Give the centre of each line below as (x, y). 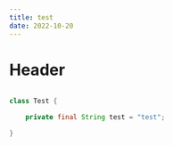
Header (37, 70)
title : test (31, 17)
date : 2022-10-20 (41, 26)
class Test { (33, 101)
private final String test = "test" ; (95, 118)
